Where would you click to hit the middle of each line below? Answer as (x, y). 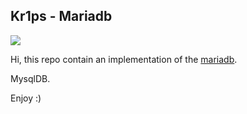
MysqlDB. (30, 78)
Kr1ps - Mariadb (61, 16)
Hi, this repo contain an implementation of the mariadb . (124, 59)
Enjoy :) (26, 98)
